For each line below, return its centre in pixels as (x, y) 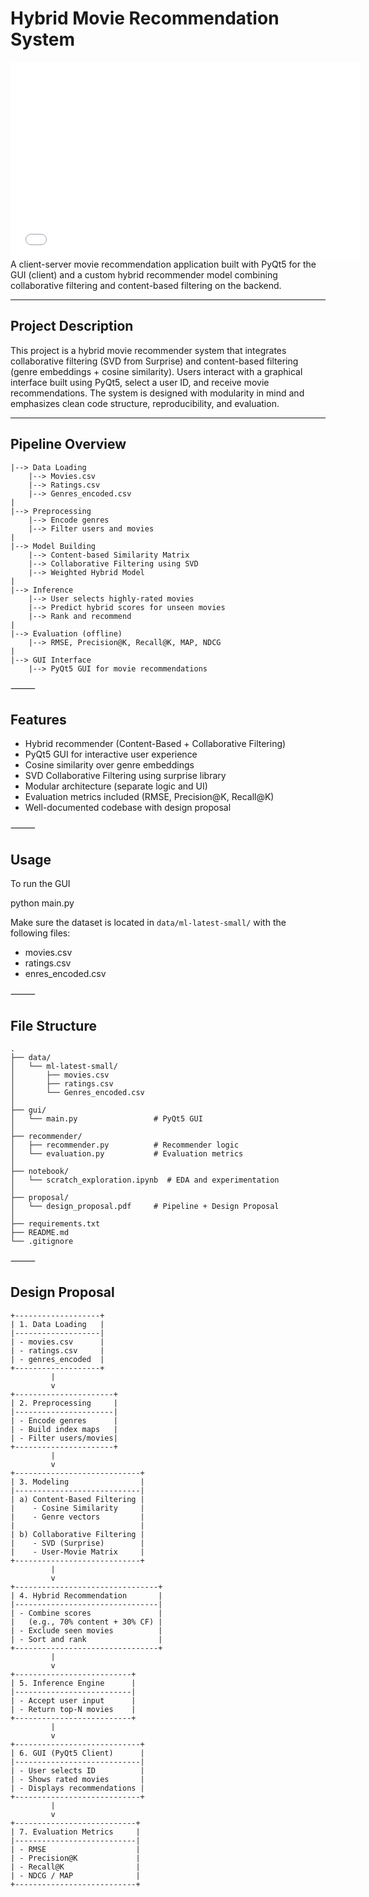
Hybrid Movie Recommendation (145, 18)
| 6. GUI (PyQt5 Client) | (77, 1753)
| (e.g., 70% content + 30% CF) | (86, 1622)
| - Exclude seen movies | (86, 1630)
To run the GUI (40, 884)
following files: (40, 933)
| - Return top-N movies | (73, 1709)
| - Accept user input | (73, 1700)
